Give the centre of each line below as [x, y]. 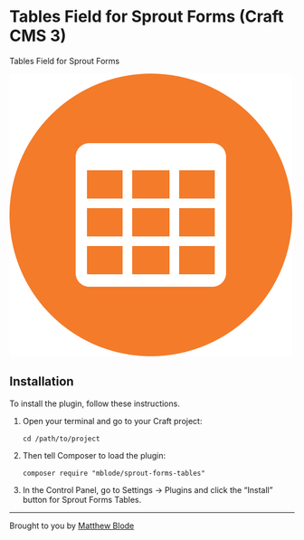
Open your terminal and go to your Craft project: [112, 421]
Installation [42, 382]
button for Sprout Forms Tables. [82, 499]
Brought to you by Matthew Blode [72, 526]
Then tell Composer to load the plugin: [94, 455]
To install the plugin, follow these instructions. [95, 403]
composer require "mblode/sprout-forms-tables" [114, 473]
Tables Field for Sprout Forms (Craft [147, 17]
